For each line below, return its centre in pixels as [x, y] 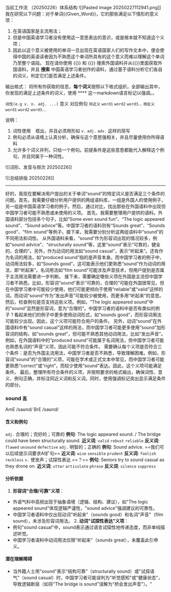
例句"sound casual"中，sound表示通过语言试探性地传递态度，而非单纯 [87, 527]
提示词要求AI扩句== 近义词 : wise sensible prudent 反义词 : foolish [87, 453]
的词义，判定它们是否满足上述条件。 [51, 76]
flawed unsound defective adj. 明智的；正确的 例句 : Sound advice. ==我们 [82, 447]
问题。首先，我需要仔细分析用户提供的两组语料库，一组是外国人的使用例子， [85, 200]
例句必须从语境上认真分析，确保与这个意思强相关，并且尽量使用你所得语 [88, 137]
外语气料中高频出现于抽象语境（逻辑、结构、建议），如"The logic [80, 502]
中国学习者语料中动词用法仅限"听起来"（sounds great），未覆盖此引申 [85, 540]
